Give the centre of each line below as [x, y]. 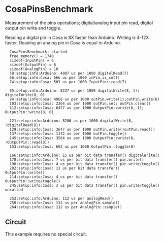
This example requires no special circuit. [46, 234]
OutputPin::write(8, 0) [30, 112]
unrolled [14, 190]
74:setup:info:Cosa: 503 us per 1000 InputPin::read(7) [68, 82]
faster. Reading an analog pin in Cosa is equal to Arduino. [63, 42]
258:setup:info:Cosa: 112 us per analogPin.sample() [65, 203]
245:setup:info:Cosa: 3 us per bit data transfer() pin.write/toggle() [85, 185]
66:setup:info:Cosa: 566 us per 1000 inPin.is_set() [65, 77]
